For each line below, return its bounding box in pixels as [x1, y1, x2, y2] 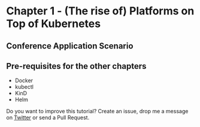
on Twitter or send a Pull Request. [6, 114, 90, 121]
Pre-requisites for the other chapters [6, 61, 147, 71]
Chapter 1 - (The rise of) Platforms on [6, 4, 195, 18]
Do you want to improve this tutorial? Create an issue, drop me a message [6, 108, 189, 115]
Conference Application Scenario [6, 41, 134, 51]
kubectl [14, 83, 34, 90]
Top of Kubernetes [6, 17, 101, 31]
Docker [14, 77, 34, 84]
